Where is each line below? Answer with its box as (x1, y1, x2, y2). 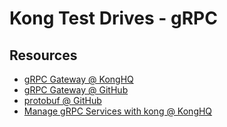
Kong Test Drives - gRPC (9, 7, 218, 30)
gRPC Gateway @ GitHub (23, 84, 129, 96)
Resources (9, 47, 78, 64)
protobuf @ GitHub (23, 95, 102, 106)
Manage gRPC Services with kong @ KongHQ (23, 105, 213, 117)
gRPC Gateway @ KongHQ (23, 73, 134, 85)
